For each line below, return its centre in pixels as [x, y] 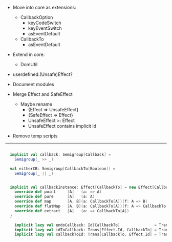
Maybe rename [36, 104]
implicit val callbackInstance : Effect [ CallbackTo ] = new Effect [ [82, 187]
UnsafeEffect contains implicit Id [62, 126]
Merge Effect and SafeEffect [42, 94]
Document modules [34, 84]
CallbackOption [37, 17]
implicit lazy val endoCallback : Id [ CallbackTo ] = [86, 225]
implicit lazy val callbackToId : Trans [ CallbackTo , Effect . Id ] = [86, 235]
